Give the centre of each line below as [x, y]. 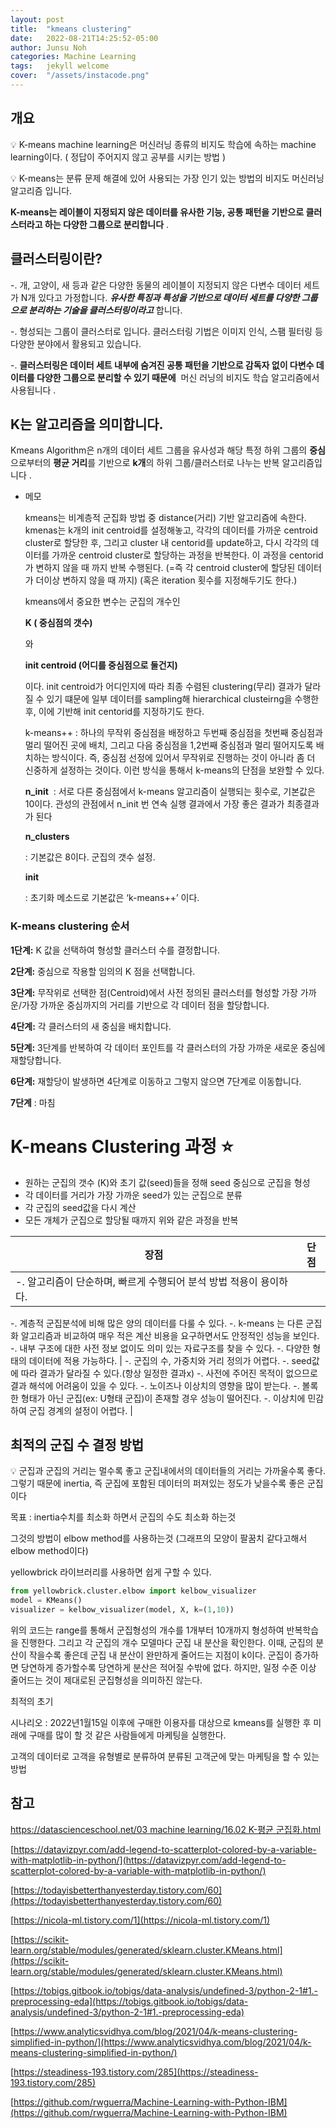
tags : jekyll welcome [60, 66]
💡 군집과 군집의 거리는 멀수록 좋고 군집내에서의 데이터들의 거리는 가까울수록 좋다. [168, 1471]
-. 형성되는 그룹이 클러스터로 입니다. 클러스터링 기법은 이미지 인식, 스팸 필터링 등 [166, 331]
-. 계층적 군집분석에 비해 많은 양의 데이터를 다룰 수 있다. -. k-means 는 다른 [157, 1323]
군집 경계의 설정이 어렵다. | [80, 1410]
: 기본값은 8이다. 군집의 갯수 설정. [90, 857]
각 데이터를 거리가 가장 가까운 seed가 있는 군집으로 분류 [133, 1195]
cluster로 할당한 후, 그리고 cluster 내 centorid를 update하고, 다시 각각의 [166, 543]
